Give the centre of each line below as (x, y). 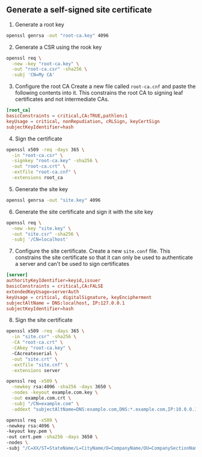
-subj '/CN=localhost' (40, 240)
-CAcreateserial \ (35, 353)
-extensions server (36, 370)
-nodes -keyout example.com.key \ (55, 392)
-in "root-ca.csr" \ (37, 155)
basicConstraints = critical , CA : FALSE (55, 286)
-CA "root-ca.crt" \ (37, 342)
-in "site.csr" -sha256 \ (44, 337)
